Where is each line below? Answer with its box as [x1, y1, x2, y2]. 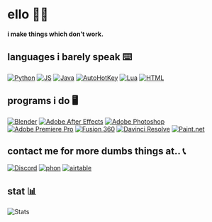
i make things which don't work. [7, 30, 104, 38]
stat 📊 [7, 185, 37, 197]
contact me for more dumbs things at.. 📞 [7, 145, 186, 157]
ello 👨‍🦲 [7, 6, 49, 23]
